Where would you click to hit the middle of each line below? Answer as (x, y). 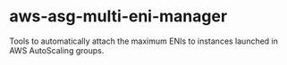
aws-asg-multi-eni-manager (118, 16)
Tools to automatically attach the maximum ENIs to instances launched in (144, 41)
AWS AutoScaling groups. (57, 50)
